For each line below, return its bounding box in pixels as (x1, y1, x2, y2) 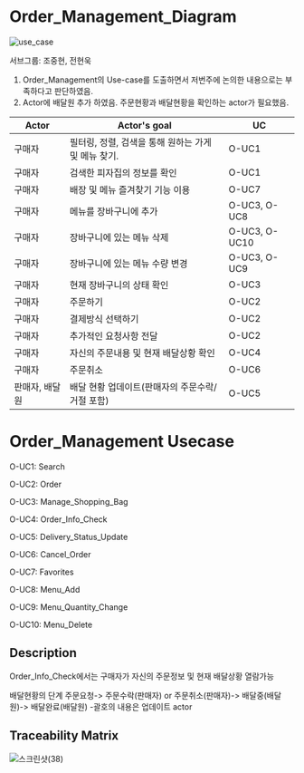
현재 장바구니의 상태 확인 (69, 278, 169, 291)
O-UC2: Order (9, 478, 62, 489)
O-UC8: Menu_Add (9, 584, 81, 594)
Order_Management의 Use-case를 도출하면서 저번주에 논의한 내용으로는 (22, 74, 283, 85)
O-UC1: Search (9, 460, 65, 472)
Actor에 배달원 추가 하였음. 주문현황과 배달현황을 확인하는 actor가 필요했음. (22, 97, 290, 108)
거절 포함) (69, 394, 109, 407)
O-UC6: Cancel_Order (9, 548, 91, 559)
